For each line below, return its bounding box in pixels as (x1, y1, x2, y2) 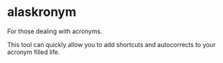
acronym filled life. (7, 48, 60, 56)
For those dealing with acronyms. (7, 27, 102, 35)
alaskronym (7, 4, 77, 20)
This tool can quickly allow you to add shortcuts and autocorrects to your (7, 40, 216, 48)
